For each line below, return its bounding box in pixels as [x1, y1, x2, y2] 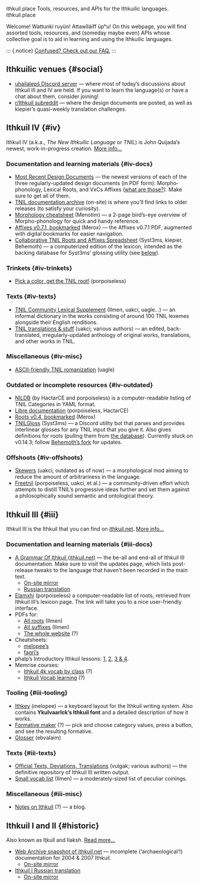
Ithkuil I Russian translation [14, 867, 81, 874]
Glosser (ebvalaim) [14, 734, 61, 741]
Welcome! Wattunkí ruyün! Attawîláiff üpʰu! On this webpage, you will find [6, 23, 187, 30]
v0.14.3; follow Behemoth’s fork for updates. [14, 439, 123, 446]
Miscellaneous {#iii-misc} [6, 790, 83, 798]
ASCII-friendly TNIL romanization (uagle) [14, 366, 115, 373]
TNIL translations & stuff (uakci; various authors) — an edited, [14, 325, 166, 332]
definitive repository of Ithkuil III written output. [14, 769, 130, 776]
